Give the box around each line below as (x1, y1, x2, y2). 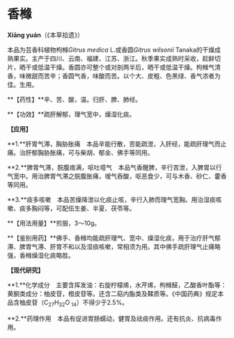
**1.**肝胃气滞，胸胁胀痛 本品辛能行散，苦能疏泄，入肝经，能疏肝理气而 (7, 139, 221, 148)
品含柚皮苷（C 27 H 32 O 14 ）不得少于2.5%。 (7, 298, 129, 308)
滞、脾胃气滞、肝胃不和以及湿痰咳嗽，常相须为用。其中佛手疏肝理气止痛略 (7, 242, 221, 251)
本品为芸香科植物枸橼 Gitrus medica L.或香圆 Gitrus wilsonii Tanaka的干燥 (7, 45, 215, 54)
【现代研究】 (7, 266, 44, 274)
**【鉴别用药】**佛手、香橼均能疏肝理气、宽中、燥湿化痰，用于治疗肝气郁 (7, 233, 221, 242)
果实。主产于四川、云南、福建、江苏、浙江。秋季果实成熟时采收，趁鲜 (13, 54, 214, 63)
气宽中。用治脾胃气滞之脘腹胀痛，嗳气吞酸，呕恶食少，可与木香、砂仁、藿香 (7, 171, 227, 180)
